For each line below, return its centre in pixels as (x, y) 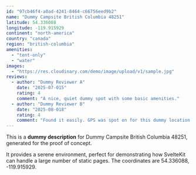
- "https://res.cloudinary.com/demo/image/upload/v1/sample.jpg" (93, 71)
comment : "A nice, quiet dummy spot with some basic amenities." (98, 98)
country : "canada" (28, 39)
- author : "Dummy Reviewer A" (48, 83)
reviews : (17, 77)
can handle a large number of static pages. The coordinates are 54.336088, (98, 161)
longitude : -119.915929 (35, 28)
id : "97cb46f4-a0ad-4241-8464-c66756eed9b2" (61, 11)
